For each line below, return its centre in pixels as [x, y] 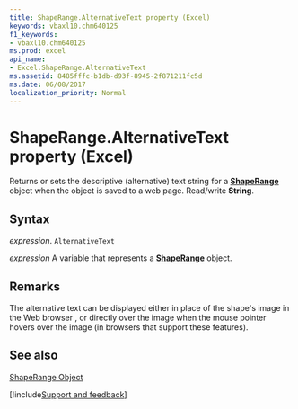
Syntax [30, 219]
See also [34, 356]
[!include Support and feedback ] [68, 394]
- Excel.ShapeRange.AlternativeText [78, 68]
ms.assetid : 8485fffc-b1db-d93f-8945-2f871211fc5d [106, 76]
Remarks [35, 286]
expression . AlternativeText [62, 241]
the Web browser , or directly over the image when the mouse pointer [138, 318]
